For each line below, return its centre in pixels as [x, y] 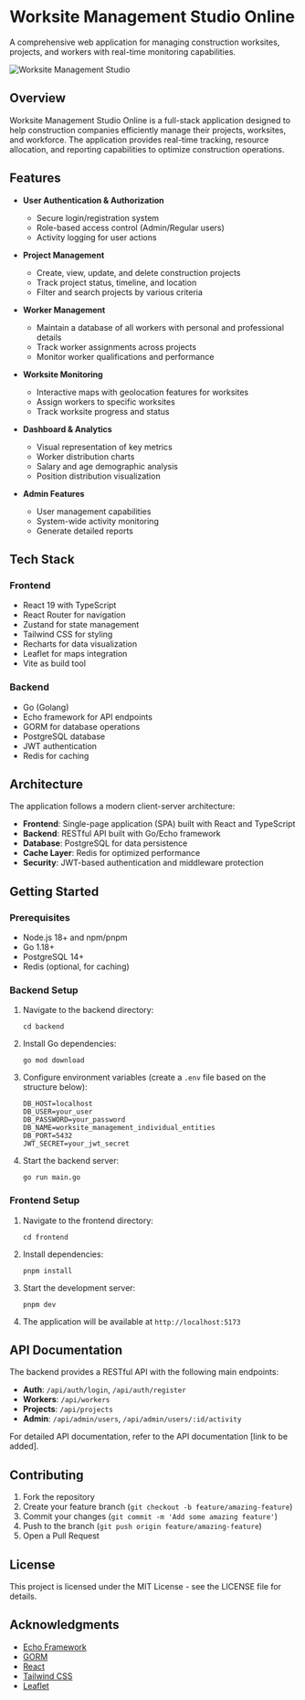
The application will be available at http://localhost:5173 [131, 1321]
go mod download [53, 1061]
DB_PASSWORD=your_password [74, 1120]
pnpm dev [39, 1304]
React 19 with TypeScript [69, 606]
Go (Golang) [46, 707]
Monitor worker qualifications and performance [125, 356]
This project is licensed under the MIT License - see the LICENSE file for [145, 1587]
